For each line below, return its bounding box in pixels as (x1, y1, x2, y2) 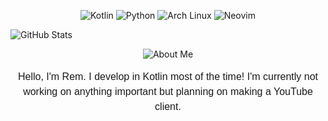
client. (154, 101, 182, 112)
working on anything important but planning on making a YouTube (23, 86, 313, 97)
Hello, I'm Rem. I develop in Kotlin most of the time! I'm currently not (17, 71, 319, 82)
